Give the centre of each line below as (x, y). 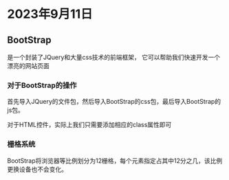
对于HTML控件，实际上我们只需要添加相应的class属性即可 (89, 125)
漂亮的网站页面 (28, 66)
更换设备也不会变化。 (37, 169)
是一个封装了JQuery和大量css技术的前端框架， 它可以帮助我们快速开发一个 (114, 57)
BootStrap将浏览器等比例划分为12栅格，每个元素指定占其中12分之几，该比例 (115, 160)
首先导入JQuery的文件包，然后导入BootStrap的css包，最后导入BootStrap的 (114, 102)
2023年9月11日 (50, 14)
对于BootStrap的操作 (42, 85)
